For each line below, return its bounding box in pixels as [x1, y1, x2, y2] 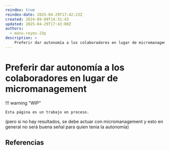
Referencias [5, 138, 45, 147]
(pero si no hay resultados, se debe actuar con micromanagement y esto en [5, 118, 163, 124]
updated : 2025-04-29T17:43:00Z [5, 21, 71, 27]
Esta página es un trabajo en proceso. [5, 109, 90, 115]
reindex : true [5, 7, 35, 13]
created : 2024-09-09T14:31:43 [5, 17, 69, 22]
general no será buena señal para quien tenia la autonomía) [5, 124, 129, 130]
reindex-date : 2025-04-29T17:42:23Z [5, 12, 82, 17]
